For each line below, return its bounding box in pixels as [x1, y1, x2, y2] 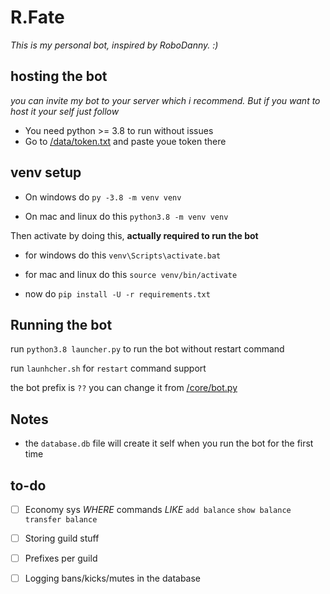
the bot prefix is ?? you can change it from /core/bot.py [10, 382, 238, 394]
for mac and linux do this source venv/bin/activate [24, 268, 238, 280]
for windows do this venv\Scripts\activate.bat [24, 249, 222, 261]
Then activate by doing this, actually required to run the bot [10, 229, 259, 241]
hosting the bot [10, 68, 108, 85]
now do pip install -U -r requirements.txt [24, 287, 211, 300]
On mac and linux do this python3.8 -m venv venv [24, 210, 229, 222]
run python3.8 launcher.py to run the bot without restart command [10, 343, 285, 355]
